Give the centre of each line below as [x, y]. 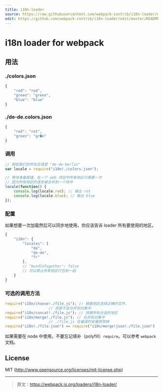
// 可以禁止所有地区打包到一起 [49, 271]
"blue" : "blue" [29, 100]
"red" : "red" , [28, 91]
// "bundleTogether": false [51, 266]
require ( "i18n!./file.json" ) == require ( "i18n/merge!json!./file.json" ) [80, 326]
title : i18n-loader [25, 10]
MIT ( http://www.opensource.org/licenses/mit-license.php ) [64, 370]
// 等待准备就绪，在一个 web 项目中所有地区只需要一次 [53, 178]
